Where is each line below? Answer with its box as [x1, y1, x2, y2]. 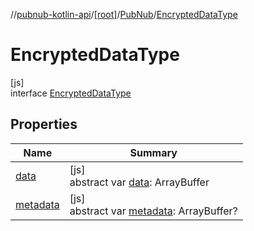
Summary [129, 145, 178, 159]
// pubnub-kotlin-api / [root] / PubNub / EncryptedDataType [10, 9, 238, 20]
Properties [10, 116, 78, 133]
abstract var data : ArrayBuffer [69, 175, 210, 189]
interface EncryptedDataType [10, 87, 132, 99]
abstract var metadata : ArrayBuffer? [69, 204, 238, 218]
